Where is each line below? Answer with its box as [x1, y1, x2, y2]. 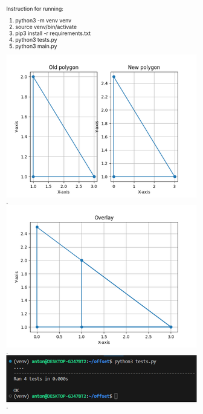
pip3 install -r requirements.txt [14, 30, 91, 37]
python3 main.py [14, 42, 57, 50]
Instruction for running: [6, 5, 63, 12]
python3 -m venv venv [14, 17, 72, 24]
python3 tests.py [14, 36, 57, 43]
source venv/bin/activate [14, 24, 77, 30]
